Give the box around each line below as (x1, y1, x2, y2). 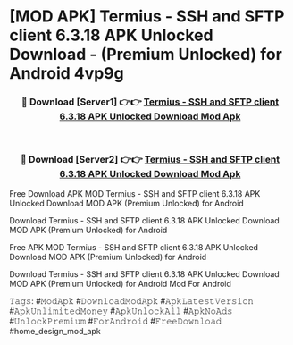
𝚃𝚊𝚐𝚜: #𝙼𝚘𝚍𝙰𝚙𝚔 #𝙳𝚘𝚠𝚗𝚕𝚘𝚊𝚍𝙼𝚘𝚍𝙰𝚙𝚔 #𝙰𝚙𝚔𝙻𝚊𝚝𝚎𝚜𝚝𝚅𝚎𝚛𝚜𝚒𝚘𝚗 (9, 295, 255, 306)
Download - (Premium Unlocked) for (9, 45, 283, 64)
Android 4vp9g (9, 63, 124, 84)
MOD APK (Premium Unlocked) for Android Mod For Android (9, 278, 232, 289)
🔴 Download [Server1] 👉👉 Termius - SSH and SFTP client (21, 96, 280, 108)
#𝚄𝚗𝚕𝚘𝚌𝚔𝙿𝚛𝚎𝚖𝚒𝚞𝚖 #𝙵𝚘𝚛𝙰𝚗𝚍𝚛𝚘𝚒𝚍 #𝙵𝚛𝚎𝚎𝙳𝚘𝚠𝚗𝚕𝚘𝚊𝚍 (9, 316, 222, 326)
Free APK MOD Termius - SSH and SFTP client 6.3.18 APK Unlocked (9, 241, 259, 252)
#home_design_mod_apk (9, 325, 101, 336)
